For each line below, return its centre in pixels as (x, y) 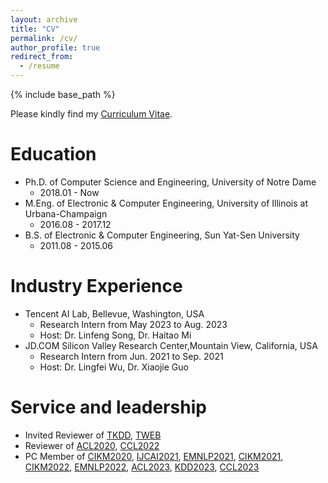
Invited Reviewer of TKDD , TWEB (93, 435)
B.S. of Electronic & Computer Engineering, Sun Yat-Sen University (162, 235)
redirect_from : (42, 57)
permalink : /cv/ (44, 38)
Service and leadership (108, 407)
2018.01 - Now (69, 192)
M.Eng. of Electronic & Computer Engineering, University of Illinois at (166, 203)
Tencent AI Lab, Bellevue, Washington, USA (114, 313)
